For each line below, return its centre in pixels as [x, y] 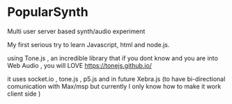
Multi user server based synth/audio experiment [76, 31]
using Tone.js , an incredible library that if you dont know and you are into [113, 58]
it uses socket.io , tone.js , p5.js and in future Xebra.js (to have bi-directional [116, 79]
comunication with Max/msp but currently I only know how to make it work [114, 86]
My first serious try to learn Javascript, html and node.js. [88, 44]
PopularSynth [48, 12]
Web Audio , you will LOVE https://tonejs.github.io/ [79, 65]
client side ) [24, 94]
